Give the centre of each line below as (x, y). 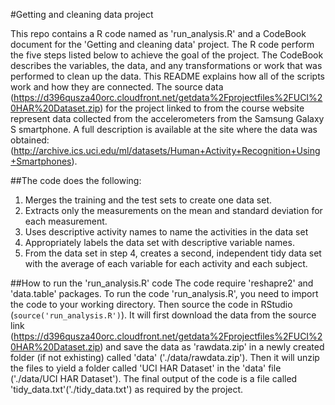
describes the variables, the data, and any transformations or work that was (166, 65)
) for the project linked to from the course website (202, 108)
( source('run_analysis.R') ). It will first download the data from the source (163, 315)
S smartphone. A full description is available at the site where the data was (164, 129)
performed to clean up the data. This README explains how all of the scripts (167, 76)
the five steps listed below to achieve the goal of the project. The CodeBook (167, 55)
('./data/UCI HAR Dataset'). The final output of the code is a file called (154, 378)
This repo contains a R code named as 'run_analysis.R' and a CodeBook (158, 33)
